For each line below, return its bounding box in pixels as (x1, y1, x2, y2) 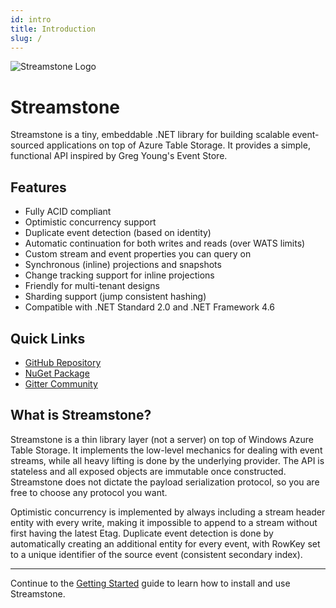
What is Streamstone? (10, 407, 152, 424)
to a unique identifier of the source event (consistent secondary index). (10, 548, 303, 560)
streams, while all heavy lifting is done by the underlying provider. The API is (10, 454, 325, 466)
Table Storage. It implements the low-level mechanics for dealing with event (10, 444, 323, 456)
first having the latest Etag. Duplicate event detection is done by (10, 527, 274, 539)
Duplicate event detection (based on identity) (24, 227, 212, 239)
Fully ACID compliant (24, 206, 112, 218)
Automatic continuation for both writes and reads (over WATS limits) (24, 237, 306, 250)
